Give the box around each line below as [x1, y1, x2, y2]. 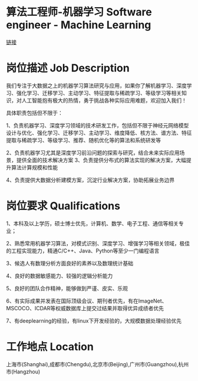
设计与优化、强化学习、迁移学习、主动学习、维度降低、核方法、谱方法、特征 [6, 129, 192, 136]
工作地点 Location [6, 340, 94, 353]
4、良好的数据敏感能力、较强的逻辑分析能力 [6, 272, 113, 279]
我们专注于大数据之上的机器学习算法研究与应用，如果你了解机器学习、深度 [6, 82, 187, 89]
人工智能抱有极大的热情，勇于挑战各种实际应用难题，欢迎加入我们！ [21, 97, 187, 104]
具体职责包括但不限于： [6, 109, 63, 116]
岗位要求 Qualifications [6, 199, 121, 213]
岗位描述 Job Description [6, 61, 130, 75]
